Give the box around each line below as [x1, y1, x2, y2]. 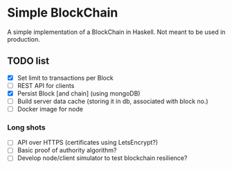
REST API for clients [17, 81, 75, 89]
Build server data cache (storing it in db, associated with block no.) [17, 97, 209, 105]
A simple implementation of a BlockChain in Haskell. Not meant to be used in [7, 28, 226, 36]
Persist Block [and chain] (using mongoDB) [17, 89, 141, 98]
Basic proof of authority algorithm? [17, 146, 117, 154]
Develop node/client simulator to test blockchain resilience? [17, 154, 188, 162]
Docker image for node [17, 105, 83, 113]
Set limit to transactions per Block [17, 73, 114, 82]
